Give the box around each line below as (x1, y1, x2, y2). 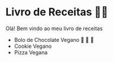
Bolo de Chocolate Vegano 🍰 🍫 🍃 (14, 36, 94, 43)
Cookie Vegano (14, 43, 52, 50)
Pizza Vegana (14, 48, 48, 56)
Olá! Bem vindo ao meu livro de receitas (5, 25, 103, 32)
